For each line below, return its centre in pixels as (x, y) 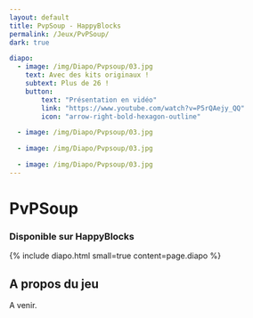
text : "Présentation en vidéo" (99, 100)
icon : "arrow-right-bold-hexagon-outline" (121, 117)
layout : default (39, 17)
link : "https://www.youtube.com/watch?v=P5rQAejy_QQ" (143, 108)
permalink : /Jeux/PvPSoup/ (59, 34)
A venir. (23, 306)
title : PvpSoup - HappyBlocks (65, 26)
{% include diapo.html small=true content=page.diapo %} (115, 256)
